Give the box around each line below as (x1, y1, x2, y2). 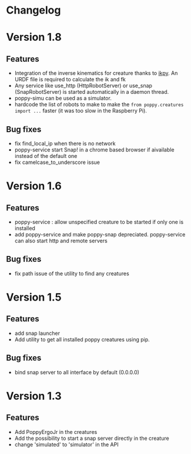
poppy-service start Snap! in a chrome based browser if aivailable (14, 146, 175, 153)
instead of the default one (14, 153, 78, 159)
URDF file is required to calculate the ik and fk (14, 76, 126, 83)
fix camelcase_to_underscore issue (14, 159, 100, 166)
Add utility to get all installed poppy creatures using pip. (14, 335, 150, 343)
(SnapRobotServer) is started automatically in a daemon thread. (14, 88, 169, 96)
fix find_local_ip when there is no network (14, 140, 116, 147)
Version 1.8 (6, 31, 62, 44)
